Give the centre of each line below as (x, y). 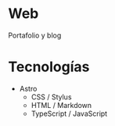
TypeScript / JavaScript (69, 113)
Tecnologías (49, 67)
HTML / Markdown (61, 105)
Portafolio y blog (35, 35)
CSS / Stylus (51, 97)
